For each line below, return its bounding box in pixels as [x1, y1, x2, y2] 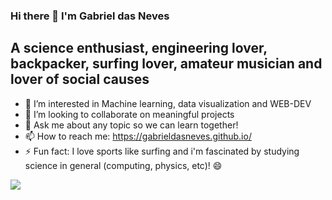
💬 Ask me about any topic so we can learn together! [24, 119, 239, 131]
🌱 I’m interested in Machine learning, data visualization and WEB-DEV [24, 97, 312, 109]
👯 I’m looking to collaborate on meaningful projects [24, 108, 235, 120]
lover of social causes [10, 71, 150, 88]
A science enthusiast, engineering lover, [10, 40, 268, 57]
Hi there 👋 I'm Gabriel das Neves [10, 9, 170, 23]
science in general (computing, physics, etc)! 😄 [24, 159, 223, 171]
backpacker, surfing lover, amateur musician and [10, 55, 323, 73]
